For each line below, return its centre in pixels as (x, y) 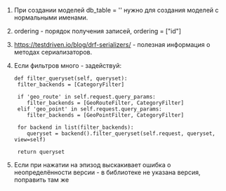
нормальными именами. (51, 17)
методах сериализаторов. (53, 52)
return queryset (41, 152)
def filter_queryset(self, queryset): (71, 78)
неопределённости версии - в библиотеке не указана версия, (107, 172)
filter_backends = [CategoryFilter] (71, 85)
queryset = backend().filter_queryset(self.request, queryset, (121, 134)
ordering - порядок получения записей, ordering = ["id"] (97, 31)
